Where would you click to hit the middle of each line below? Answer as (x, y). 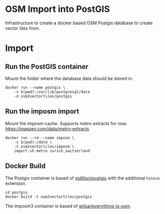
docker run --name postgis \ (35, 87)
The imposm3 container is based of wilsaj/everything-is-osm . (68, 206)
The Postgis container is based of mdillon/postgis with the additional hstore (82, 178)
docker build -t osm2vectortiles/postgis (49, 197)
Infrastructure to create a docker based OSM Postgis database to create (79, 23)
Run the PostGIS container (47, 66)
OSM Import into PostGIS (58, 9)
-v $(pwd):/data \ (33, 142)
